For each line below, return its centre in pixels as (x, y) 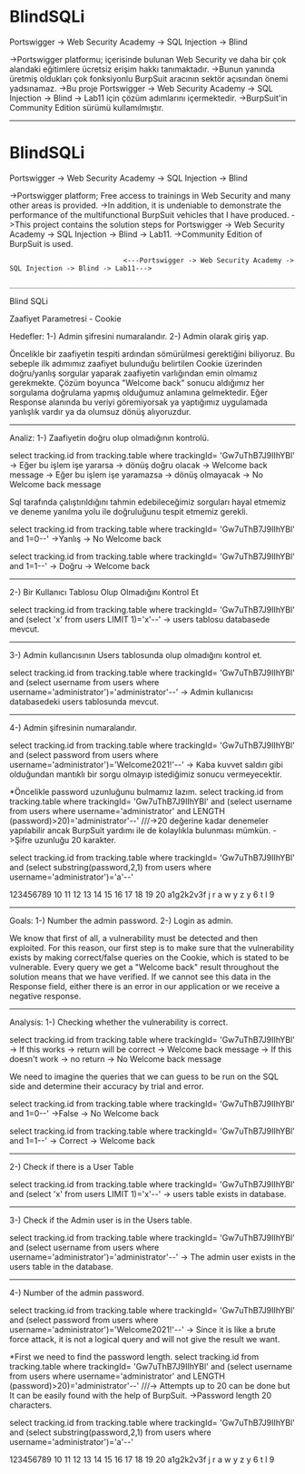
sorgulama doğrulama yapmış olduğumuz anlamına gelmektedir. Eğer (139, 392)
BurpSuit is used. (41, 243)
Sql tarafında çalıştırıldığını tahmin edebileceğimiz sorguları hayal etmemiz (148, 502)
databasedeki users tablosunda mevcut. (84, 702)
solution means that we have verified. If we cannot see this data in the (140, 977)
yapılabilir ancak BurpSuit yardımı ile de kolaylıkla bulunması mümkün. (140, 830)
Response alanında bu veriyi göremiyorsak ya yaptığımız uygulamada (138, 402)
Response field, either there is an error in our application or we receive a (144, 986)
